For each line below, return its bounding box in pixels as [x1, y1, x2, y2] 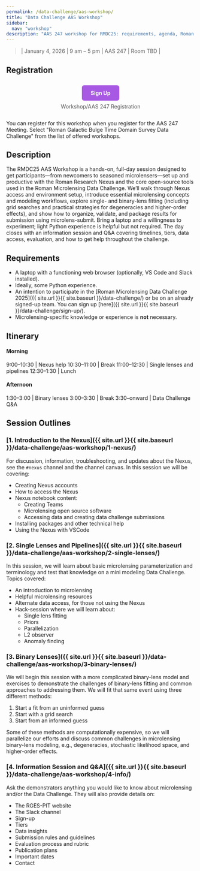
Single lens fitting [23, 612, 67, 619]
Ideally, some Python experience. [14, 282, 98, 289]
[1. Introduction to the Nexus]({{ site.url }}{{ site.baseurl [6, 436, 174, 444]
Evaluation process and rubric [14, 840, 89, 847]
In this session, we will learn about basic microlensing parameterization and [6, 562, 193, 569]
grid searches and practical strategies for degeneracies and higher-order [6, 204, 187, 211]
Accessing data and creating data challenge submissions [23, 513, 165, 520]
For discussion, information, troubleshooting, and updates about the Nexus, [6, 457, 193, 465]
